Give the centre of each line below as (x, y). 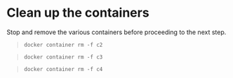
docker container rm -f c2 (63, 45)
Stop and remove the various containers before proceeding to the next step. (116, 32)
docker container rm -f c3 (63, 57)
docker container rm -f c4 (63, 69)
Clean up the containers (78, 13)
